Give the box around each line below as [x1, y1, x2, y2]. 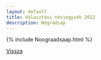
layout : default [6, 8, 47, 15]
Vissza [6, 48, 23, 55]
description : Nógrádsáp [6, 20, 66, 26]
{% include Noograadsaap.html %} [6, 36, 93, 43]
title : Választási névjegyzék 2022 [6, 14, 96, 20]
